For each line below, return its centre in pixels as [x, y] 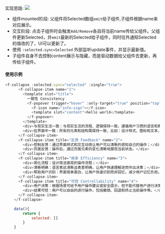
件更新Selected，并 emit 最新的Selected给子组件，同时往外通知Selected [84, 37]
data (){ [22, 209]
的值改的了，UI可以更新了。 [40, 43]
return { [32, 213]
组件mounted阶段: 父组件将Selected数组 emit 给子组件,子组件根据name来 [85, 19]
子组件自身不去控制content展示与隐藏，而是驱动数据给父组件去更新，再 [84, 56]
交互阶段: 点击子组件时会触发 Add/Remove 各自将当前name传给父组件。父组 [86, 31]
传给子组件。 [25, 62]
